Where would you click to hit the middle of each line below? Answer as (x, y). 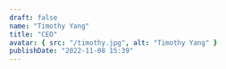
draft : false (33, 17)
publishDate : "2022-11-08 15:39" (71, 51)
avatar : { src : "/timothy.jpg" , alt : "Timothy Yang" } (113, 43)
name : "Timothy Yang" (50, 26)
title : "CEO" (33, 34)
